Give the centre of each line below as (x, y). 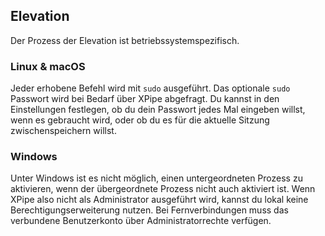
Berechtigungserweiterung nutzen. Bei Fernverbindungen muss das (149, 210)
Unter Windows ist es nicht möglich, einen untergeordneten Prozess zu (156, 178)
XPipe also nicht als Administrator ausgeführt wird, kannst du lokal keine (159, 200)
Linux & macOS (48, 66)
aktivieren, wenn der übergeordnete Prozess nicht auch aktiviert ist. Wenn (163, 189)
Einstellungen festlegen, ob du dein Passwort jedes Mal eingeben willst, (158, 110)
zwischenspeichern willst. (63, 131)
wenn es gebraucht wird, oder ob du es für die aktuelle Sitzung (140, 120)
